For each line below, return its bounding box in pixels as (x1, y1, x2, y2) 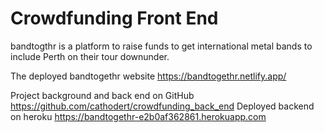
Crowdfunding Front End (10, 7, 219, 30)
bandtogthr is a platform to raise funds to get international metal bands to (10, 40, 313, 52)
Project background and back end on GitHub (10, 89, 195, 101)
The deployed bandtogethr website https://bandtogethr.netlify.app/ (10, 70, 287, 82)
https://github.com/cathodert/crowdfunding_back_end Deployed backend (10, 100, 315, 112)
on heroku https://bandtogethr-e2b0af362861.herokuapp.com (10, 110, 267, 122)
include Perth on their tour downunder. (10, 50, 170, 62)
